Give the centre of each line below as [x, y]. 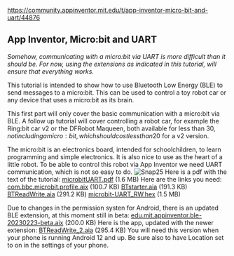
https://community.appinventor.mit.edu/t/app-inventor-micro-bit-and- [108, 10]
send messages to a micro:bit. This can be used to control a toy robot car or [117, 92]
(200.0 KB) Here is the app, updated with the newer [139, 222]
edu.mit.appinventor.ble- [166, 215]
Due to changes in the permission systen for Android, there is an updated [113, 208]
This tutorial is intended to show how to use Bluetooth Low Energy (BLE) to [115, 85]
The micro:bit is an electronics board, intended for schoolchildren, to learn [115, 149]
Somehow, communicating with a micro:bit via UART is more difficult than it [117, 56]
